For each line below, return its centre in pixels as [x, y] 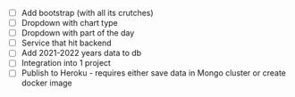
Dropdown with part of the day [78, 33]
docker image [46, 83]
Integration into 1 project [66, 63]
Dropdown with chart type [69, 23]
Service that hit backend [67, 43]
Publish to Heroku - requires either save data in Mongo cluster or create [154, 73]
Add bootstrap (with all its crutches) [87, 13]
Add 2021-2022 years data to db [81, 53]
